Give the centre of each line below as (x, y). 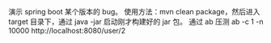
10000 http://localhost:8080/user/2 (67, 31)
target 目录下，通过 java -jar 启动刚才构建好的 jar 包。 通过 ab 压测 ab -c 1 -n (136, 21)
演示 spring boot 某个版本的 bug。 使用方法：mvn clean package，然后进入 (134, 12)
